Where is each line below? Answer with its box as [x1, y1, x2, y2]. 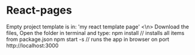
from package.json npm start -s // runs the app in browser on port [6, 35, 170, 43]
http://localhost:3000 [6, 42, 59, 49]
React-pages [6, 4, 72, 17]
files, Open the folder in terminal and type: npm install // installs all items [6, 29, 185, 36]
